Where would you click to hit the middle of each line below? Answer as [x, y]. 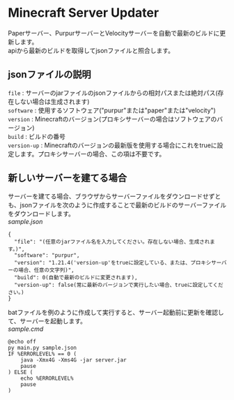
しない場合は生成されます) [52, 101]
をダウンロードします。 [41, 214]
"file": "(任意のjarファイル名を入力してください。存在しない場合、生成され [112, 242]
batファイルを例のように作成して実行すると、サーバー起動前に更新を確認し [116, 312]
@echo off [22, 341]
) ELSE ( [21, 372]
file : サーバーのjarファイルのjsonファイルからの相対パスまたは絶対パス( [113, 93]
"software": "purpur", [47, 255]
